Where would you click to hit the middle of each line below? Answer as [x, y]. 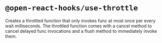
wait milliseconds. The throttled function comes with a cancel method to [79, 26]
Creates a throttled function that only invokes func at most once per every [80, 21]
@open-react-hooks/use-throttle [72, 8]
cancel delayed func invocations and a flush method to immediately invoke [81, 31]
